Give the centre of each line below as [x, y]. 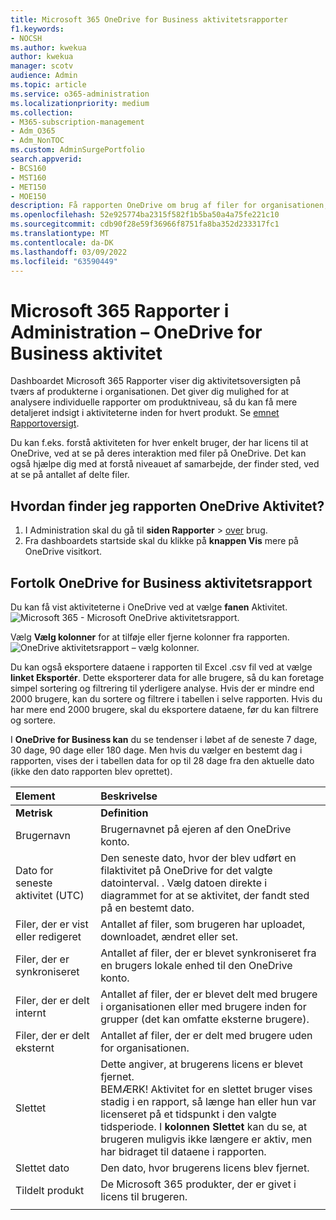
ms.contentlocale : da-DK [62, 242]
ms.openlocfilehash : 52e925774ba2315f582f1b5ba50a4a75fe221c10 [145, 215]
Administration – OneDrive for [136, 332]
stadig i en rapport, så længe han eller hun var [208, 1101]
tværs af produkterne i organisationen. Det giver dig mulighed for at [150, 392]
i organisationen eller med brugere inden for [203, 1006]
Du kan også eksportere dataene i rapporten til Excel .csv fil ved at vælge [161, 667]
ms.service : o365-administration [80, 94]
